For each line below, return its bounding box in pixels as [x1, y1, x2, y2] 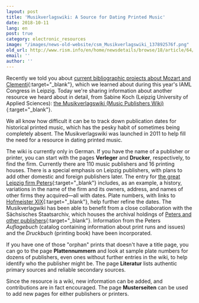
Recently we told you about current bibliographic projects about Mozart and [6, 75, 191, 82]
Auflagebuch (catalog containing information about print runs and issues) [6, 223, 185, 230]
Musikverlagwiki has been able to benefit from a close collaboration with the [6, 204, 192, 211]
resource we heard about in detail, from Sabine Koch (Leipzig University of [6, 93, 188, 101]
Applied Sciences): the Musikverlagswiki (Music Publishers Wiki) [6, 99, 164, 107]
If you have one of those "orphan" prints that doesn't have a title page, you [6, 241, 189, 248]
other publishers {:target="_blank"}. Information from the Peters [6, 217, 161, 224]
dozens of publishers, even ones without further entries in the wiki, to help [6, 253, 188, 260]
